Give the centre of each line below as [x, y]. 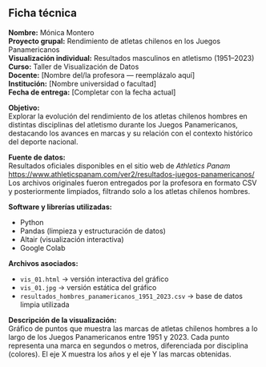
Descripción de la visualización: [62, 320]
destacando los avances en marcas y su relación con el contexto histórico [131, 133]
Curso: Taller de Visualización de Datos [74, 67]
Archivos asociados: [43, 263]
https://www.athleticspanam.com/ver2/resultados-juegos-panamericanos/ [131, 174]
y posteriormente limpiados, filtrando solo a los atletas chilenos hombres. [129, 191]
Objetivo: [24, 107]
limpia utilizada [44, 304]
